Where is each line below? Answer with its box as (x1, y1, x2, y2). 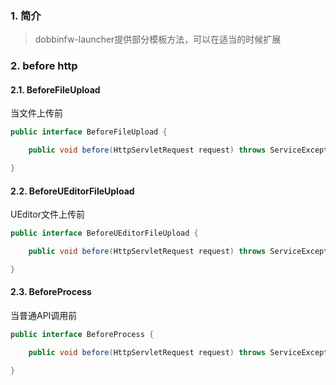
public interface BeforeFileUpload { (10, 127, 168, 137)
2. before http (10, 59, 78, 73)
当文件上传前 (10, 107, 63, 119)
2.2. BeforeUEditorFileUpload (10, 185, 135, 197)
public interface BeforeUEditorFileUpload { (10, 228, 199, 239)
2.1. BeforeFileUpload (10, 83, 101, 96)
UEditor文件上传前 (10, 208, 85, 221)
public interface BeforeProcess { (10, 330, 155, 340)
